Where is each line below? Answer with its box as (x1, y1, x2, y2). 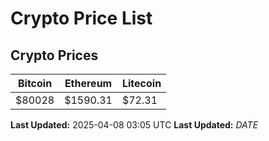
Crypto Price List (10, 7, 153, 30)
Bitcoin (17, 77, 53, 90)
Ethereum (64, 77, 113, 90)
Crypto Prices (10, 47, 99, 64)
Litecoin (121, 77, 162, 90)
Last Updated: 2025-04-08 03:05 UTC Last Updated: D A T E (10, 119, 259, 131)
